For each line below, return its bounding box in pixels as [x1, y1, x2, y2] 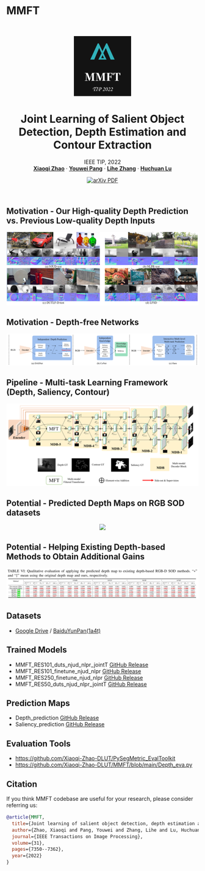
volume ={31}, [12, 840, 45, 846]
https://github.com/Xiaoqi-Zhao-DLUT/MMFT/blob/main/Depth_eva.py [15, 761, 193, 768]
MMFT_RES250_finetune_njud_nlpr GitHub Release [15, 674, 143, 681]
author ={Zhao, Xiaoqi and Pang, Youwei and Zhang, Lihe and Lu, [12, 827, 179, 833]
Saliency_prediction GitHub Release [15, 721, 105, 728]
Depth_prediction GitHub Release [15, 714, 99, 721]
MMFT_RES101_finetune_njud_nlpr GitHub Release [15, 667, 142, 675]
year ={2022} [12, 853, 43, 859]
